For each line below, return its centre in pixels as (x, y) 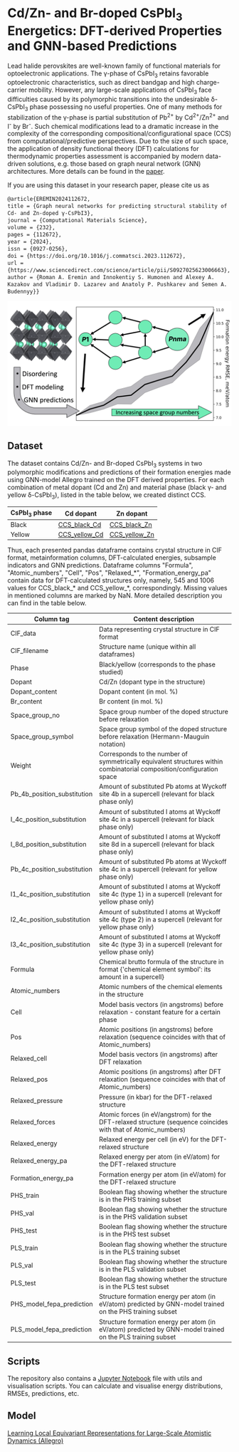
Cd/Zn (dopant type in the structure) (152, 681)
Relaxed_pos (29, 1080)
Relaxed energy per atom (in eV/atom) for (160, 1157)
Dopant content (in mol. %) (139, 691)
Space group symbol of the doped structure (163, 728)
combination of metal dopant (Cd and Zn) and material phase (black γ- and (117, 487)
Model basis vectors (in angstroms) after (159, 1055)
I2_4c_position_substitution (51, 919)
